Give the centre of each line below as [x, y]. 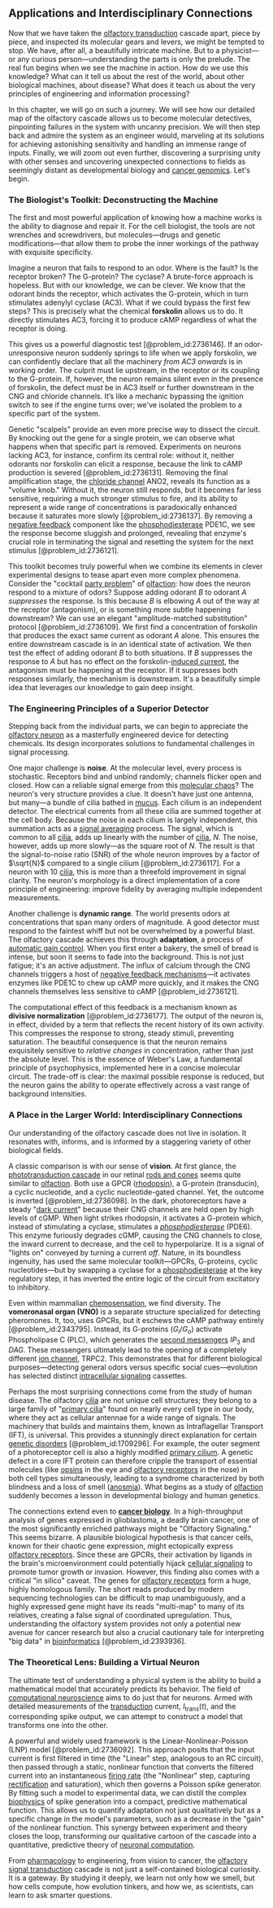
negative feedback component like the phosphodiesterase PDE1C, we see [132, 525]
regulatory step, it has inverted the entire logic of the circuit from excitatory [134, 1278]
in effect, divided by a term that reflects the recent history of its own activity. [136, 1025]
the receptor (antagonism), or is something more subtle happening [120, 609]
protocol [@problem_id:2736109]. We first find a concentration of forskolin [133, 627]
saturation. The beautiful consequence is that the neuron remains [118, 1042]
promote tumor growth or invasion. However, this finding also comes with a [134, 1572]
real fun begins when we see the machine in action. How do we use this [129, 68]
